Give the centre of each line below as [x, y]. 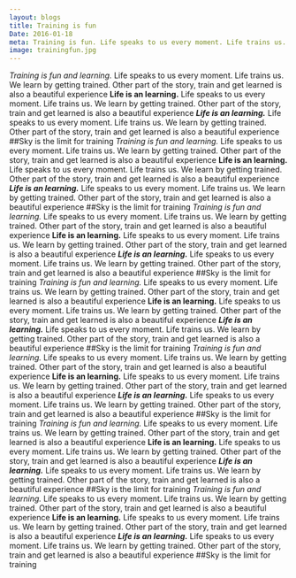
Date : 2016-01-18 [41, 34]
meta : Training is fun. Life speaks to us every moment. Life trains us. [148, 42]
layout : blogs [35, 17]
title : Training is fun [53, 26]
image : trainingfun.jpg [53, 50]
